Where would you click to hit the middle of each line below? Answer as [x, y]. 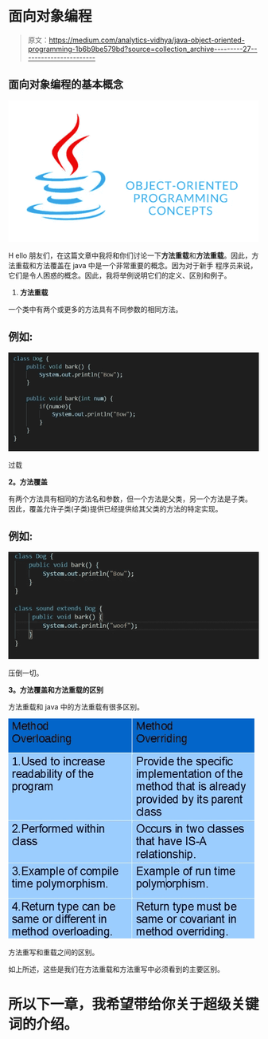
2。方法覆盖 [28, 482]
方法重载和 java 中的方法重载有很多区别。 [76, 707]
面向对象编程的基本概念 [66, 85]
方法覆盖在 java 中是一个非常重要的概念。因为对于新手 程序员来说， [146, 266]
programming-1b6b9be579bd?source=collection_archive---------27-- [142, 49]
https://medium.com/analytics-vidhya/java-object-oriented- [147, 40]
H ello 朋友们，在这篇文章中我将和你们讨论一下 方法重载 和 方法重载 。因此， [130, 255]
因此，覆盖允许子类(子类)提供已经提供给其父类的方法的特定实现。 [115, 509]
